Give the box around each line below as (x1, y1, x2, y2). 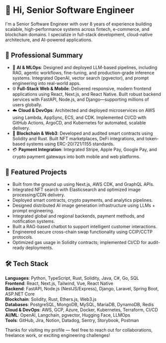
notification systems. (12, 218, 55, 224)
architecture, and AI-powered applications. (5, 37, 93, 43)
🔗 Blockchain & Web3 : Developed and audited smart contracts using (12, 130, 153, 136)
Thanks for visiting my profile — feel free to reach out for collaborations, (5, 327, 153, 333)
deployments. (25, 245, 54, 251)
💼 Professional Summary (5, 51, 83, 60)
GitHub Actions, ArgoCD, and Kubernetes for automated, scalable (12, 119, 146, 126)
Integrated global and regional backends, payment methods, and (12, 213, 145, 219)
